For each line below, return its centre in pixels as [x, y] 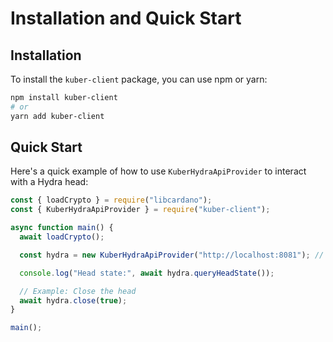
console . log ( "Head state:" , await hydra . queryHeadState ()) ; [147, 273]
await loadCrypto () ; [62, 237]
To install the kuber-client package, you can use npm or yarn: [139, 79]
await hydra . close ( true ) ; [73, 300]
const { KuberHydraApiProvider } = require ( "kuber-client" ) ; [140, 210]
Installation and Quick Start [126, 18]
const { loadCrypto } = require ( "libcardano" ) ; [111, 200]
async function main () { [62, 228]
